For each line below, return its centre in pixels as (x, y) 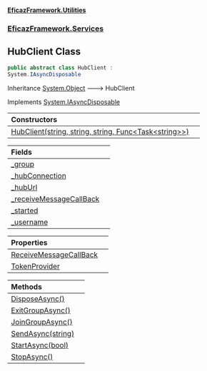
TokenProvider (36, 266)
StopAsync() (32, 357)
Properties (29, 243)
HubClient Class (44, 51)
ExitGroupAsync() (41, 310)
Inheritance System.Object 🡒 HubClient (71, 88)
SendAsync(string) (43, 334)
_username (30, 223)
